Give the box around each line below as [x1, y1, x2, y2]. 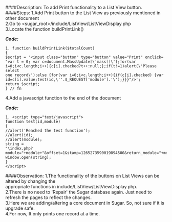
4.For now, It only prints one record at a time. [5, 211, 100, 216]
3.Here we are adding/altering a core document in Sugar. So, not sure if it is [5, 200, 165, 206]
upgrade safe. [5, 205, 35, 211]
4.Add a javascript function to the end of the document [5, 95, 121, 101]
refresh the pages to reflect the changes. [5, 194, 92, 201]
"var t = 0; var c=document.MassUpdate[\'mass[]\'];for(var [5, 59, 137, 64]
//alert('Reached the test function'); [5, 128, 91, 133]
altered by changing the [5, 178, 56, 184]
